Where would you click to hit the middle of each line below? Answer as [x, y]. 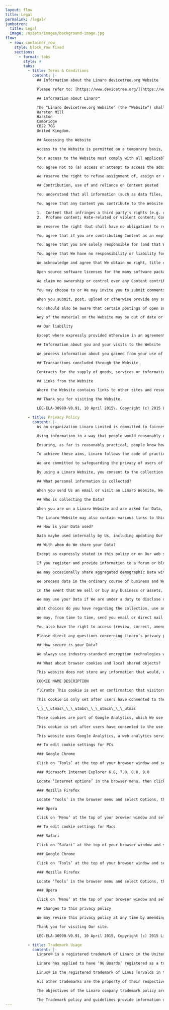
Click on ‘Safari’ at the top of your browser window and [99, 845]
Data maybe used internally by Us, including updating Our [100, 536]
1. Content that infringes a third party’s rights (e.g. [99, 213]
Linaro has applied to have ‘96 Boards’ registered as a [98, 963]
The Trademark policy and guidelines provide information [99, 1000]
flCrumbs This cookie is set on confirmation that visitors [101, 691]
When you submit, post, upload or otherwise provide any [98, 299]
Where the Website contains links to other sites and [94, 390]
